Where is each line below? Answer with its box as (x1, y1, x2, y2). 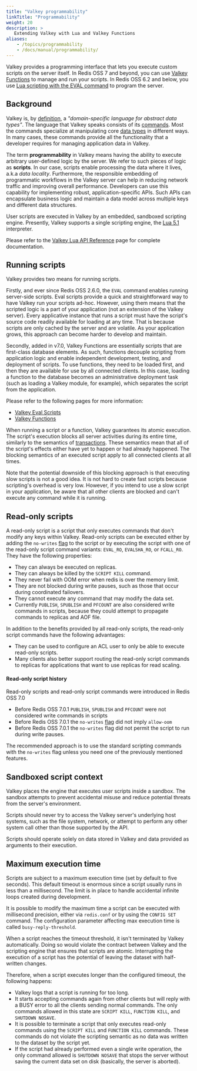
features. (6, 755, 28, 762)
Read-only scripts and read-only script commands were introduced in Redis (6, 688, 190, 696)
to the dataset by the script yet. (14, 1039, 91, 1046)
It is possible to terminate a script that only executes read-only (14, 1020, 166, 1027)
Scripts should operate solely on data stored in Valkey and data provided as (6, 835, 189, 843)
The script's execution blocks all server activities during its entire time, (6, 433, 178, 440)
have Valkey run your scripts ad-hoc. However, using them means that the (6, 299, 186, 307)
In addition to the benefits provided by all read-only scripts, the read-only (6, 625, 184, 632)
